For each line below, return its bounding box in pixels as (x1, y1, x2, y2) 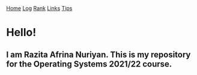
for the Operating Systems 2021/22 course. (6, 59, 172, 69)
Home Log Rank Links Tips (6, 5, 73, 11)
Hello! (6, 26, 37, 40)
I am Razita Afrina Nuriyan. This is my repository (6, 49, 191, 59)
